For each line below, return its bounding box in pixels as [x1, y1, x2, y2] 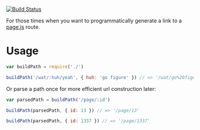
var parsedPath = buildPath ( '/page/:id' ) [6, 97, 111, 103]
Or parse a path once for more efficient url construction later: [6, 85, 157, 92]
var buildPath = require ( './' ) [6, 64, 84, 69]
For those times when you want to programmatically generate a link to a [6, 17, 182, 24]
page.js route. [6, 24, 40, 30]
